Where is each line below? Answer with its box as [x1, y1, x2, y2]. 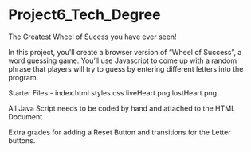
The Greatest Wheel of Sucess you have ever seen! [8, 32, 177, 41]
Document [8, 111, 43, 121]
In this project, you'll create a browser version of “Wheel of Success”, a [8, 47, 242, 57]
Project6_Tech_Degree [8, 6, 161, 24]
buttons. [8, 135, 36, 145]
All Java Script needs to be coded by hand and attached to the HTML [8, 103, 236, 113]
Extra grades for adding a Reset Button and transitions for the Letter [8, 127, 231, 137]
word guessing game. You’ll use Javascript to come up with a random [8, 56, 237, 65]
